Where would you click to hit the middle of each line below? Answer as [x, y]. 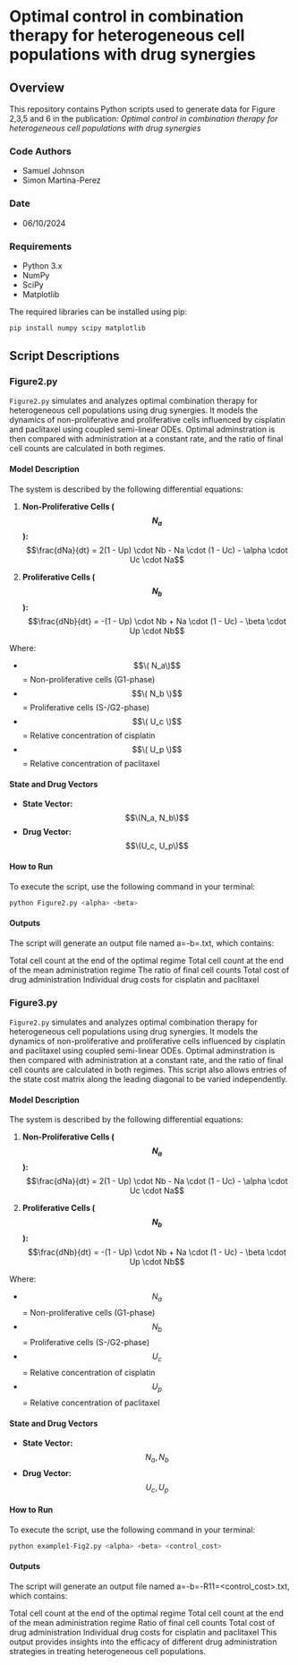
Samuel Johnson [53, 171]
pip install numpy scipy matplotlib [77, 328]
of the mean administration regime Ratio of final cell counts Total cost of [142, 1623]
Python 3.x [42, 265]
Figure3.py [34, 1002]
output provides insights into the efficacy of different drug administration [143, 1642]
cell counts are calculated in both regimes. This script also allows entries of [148, 1070]
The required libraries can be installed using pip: [98, 312]
